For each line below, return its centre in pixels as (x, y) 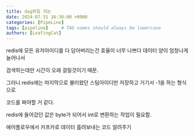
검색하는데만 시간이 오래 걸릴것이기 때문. (52, 70)
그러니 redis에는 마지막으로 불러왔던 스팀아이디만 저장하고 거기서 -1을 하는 (91, 83)
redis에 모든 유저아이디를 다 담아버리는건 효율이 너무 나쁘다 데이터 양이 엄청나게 (97, 51)
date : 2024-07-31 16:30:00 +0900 (47, 17)
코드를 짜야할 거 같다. (30, 102)
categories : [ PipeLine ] (35, 22)
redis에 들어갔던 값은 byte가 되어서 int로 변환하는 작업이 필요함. (79, 115)
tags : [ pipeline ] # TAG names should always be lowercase (84, 28)
